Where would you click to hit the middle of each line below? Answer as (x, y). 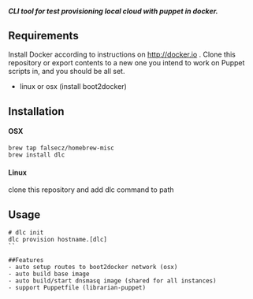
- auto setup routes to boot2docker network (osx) (93, 268)
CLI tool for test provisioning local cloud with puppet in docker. (113, 11)
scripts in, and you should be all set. (67, 72)
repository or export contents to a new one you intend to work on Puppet (126, 63)
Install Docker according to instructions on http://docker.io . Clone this (122, 54)
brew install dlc (37, 155)
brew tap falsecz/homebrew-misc (61, 148)
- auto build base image (49, 274)
